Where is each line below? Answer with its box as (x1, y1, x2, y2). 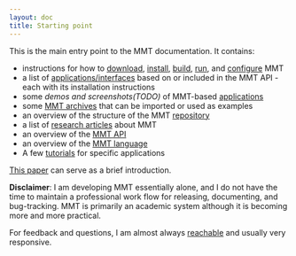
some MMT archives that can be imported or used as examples (21, 100, 253, 111)
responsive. (9, 237, 52, 247)
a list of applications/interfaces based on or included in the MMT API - (21, 72, 279, 82)
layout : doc (9, 12, 53, 22)
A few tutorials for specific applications (21, 147, 166, 158)
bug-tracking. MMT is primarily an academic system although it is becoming (9, 200, 288, 211)
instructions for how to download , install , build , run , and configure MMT (21, 63, 284, 74)
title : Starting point (9, 21, 93, 30)
